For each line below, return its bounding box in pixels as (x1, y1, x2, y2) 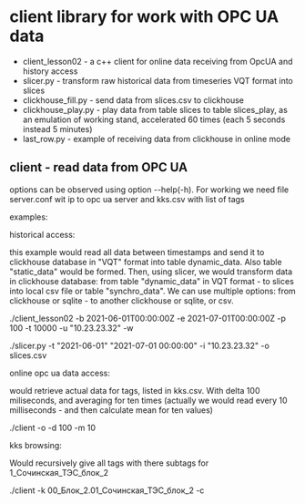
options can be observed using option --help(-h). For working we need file (9, 184, 290, 195)
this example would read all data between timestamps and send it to (9, 246, 265, 257)
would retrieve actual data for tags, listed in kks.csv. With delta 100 (9, 385, 260, 396)
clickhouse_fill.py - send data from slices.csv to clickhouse (22, 94, 244, 106)
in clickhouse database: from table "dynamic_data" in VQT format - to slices (9, 275, 294, 286)
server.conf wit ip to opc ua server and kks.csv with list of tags (9, 193, 245, 204)
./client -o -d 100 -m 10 (9, 422, 96, 433)
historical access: (9, 229, 76, 240)
